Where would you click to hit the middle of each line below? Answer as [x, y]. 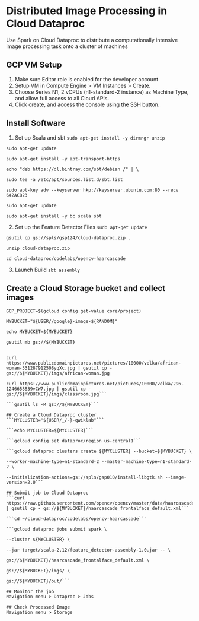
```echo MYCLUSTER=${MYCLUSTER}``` [50, 431]
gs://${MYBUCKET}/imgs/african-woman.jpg [58, 373]
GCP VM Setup [34, 65]
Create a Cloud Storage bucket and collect [86, 288]
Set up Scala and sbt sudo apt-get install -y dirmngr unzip [90, 137]
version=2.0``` [25, 483]
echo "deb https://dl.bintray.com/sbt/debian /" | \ [73, 169]
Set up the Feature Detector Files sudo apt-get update [81, 227]
